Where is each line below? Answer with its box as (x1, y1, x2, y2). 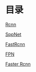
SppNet (5, 31, 22, 37)
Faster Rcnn (5, 61, 31, 67)
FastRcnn (5, 41, 26, 47)
